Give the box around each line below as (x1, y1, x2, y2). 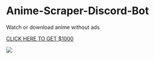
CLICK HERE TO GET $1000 (6, 35, 74, 42)
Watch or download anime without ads (6, 24, 100, 31)
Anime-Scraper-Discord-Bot (6, 4, 149, 18)
